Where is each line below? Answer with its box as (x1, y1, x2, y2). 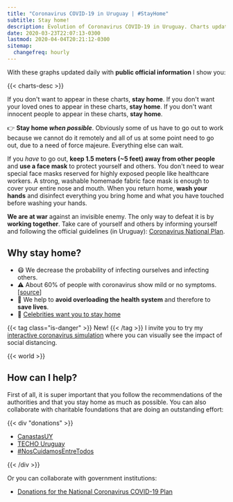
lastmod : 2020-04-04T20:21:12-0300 (7, 36, 110, 43)
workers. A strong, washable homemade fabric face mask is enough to (7, 177, 209, 185)
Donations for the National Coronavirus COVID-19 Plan (17, 487, 173, 496)
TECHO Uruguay (17, 439, 65, 448)
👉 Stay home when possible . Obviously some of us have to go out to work (7, 123, 224, 132)
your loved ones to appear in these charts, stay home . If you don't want (7, 102, 213, 111)
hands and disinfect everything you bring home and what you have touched (7, 191, 224, 200)
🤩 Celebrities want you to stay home (17, 310, 121, 318)
